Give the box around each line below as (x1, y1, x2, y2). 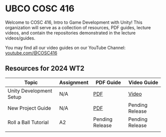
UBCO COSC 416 (5, 3, 75, 14)
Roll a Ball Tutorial (7, 119, 49, 126)
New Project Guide (7, 104, 51, 111)
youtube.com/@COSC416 (5, 50, 58, 56)
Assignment (59, 79, 89, 86)
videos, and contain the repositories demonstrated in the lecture (5, 30, 136, 36)
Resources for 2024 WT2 (5, 64, 85, 73)
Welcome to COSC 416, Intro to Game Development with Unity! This (5, 19, 143, 25)
